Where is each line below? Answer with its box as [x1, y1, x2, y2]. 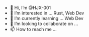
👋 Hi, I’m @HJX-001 [10, 5, 51, 10]
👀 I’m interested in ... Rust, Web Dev [10, 10, 84, 16]
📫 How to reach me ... [10, 26, 57, 32]
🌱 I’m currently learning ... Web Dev [10, 15, 84, 21]
